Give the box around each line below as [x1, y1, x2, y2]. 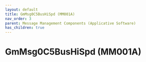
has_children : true [5, 25, 45, 30]
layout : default [5, 7, 38, 12]
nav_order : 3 [5, 16, 32, 21]
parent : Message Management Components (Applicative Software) [5, 21, 136, 26]
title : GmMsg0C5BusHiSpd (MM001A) [5, 12, 75, 17]
